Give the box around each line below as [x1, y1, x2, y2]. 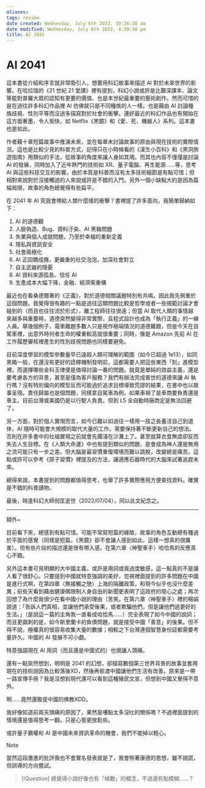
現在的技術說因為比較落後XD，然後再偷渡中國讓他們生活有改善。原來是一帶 [6, 667, 196, 675]
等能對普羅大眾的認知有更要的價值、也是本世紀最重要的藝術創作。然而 [6, 94, 183, 102]
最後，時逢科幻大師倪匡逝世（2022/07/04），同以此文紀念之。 [6, 497, 162, 505]
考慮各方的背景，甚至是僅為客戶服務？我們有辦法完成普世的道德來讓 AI [11, 374, 190, 381]
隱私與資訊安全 [15, 241, 53, 248]
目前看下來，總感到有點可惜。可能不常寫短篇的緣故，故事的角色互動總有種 [6, 529, 193, 536]
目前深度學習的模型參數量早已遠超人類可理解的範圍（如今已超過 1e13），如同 [6, 351, 198, 358]
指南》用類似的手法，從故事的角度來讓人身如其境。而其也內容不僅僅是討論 [11, 154, 199, 161]
